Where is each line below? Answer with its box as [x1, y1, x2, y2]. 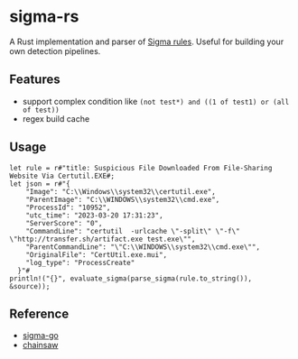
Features [9, 72, 61, 87]
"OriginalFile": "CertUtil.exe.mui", [25, 250, 168, 259]
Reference [9, 306, 70, 321]
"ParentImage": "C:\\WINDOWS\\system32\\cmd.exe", [25, 195, 220, 204]
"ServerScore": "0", [25, 218, 103, 227]
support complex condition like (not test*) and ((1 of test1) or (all [22, 96, 290, 106]
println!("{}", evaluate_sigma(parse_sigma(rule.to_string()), [9, 273, 253, 283]
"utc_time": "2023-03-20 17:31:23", [25, 210, 164, 220]
